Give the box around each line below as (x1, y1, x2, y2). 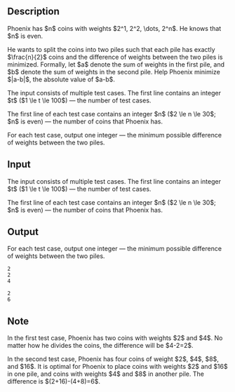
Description (7, 6, 60, 18)
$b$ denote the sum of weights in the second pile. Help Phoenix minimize (7, 67, 221, 76)
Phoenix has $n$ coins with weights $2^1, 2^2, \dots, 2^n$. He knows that (7, 24, 222, 32)
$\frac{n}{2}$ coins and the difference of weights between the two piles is (7, 53, 223, 61)
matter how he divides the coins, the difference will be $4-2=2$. (7, 342, 194, 350)
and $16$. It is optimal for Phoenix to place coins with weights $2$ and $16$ (7, 363, 228, 371)
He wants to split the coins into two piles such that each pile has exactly (7, 45, 215, 53)
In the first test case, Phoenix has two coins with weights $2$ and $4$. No (7, 334, 223, 342)
